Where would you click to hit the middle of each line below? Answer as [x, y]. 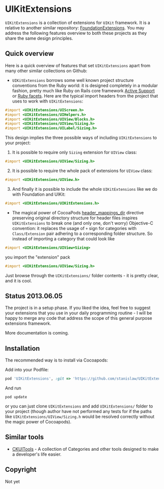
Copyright [21, 470]
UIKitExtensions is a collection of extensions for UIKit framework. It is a [78, 23]
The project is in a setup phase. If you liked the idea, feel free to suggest [78, 308]
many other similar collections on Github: [46, 71]
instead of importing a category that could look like [63, 238]
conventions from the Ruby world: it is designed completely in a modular [85, 85]
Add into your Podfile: [27, 370]
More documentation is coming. [37, 333]
